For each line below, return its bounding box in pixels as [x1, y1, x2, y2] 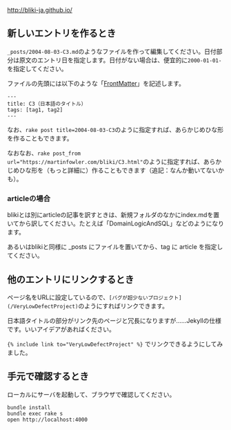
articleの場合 [7, 194, 50, 203]
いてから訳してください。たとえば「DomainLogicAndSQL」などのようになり [7, 219, 224, 227]
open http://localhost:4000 [7, 416, 88, 423]
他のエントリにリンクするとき [7, 273, 134, 286]
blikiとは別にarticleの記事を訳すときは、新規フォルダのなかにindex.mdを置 [7, 211, 219, 219]
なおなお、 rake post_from [7, 149, 81, 157]
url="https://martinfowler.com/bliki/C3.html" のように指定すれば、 [7, 157, 203, 165]
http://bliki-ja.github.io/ [7, 6, 72, 14]
